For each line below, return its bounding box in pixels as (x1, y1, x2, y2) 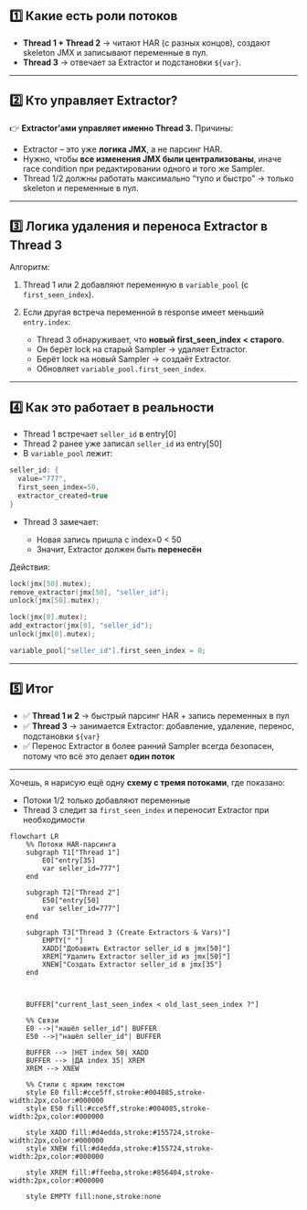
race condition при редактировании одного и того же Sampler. (22, 163, 265, 174)
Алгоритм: (9, 262, 50, 273)
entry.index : (22, 316, 71, 327)
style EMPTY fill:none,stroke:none (26, 1192, 162, 1201)
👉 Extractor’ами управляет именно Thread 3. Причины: (9, 123, 234, 134)
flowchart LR (9, 831, 59, 841)
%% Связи (26, 1015, 59, 1025)
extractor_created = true (17, 491, 108, 500)
